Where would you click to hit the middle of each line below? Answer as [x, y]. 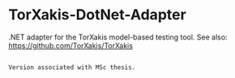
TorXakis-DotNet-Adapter [97, 15]
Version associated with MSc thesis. [72, 67]
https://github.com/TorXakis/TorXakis [71, 45]
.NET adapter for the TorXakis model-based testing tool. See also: [118, 37]
